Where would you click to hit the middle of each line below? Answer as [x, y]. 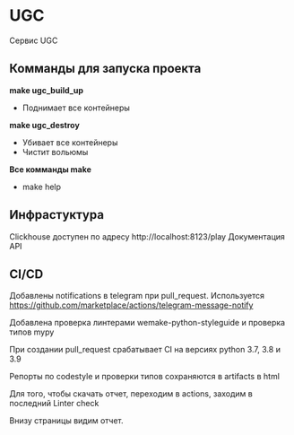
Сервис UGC [34, 40]
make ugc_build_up [46, 90]
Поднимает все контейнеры [76, 108]
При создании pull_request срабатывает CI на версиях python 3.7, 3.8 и [145, 350]
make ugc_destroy [45, 125]
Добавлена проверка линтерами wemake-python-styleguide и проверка [147, 323]
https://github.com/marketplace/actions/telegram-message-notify [131, 305]
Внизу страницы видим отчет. [66, 421]
